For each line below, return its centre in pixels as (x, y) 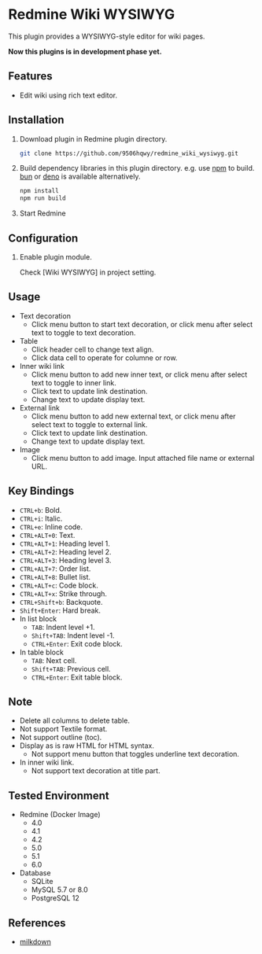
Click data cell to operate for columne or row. (104, 357)
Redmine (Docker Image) (60, 815)
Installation (36, 120)
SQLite (42, 882)
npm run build (42, 198)
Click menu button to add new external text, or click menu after (133, 416)
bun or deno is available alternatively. (80, 177)
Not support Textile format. (63, 729)
